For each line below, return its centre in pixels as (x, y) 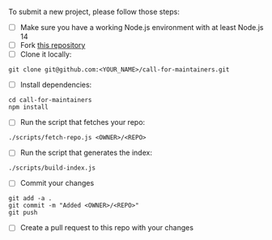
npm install (28, 107)
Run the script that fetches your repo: (83, 122)
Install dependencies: (56, 85)
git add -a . (30, 199)
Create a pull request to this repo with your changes (107, 228)
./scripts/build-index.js (52, 168)
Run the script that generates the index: (86, 152)
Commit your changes (57, 183)
